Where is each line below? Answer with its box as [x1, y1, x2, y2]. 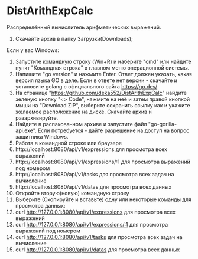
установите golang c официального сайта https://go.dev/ [15, 83, 158, 90]
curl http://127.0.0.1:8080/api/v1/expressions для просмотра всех [15, 208, 176, 215]
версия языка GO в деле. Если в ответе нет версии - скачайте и [15, 77, 178, 84]
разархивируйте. [15, 114, 59, 122]
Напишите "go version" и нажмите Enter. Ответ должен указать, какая [15, 70, 193, 77]
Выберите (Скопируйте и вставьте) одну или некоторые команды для [15, 196, 191, 203]
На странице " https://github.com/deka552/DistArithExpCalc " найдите [15, 89, 187, 96]
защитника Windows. [15, 133, 69, 140]
